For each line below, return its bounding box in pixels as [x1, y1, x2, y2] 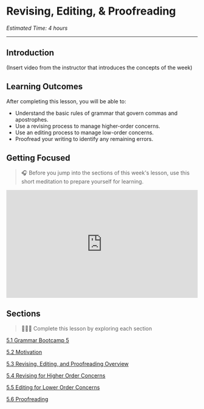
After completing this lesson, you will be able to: [6, 97, 126, 105]
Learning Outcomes [6, 81, 83, 92]
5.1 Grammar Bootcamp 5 [6, 336, 70, 344]
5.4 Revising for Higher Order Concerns [6, 372, 106, 379]
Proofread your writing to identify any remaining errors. [15, 135, 154, 142]
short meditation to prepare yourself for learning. [21, 178, 144, 185]
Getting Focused [6, 153, 70, 163]
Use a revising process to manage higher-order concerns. [15, 122, 161, 129]
